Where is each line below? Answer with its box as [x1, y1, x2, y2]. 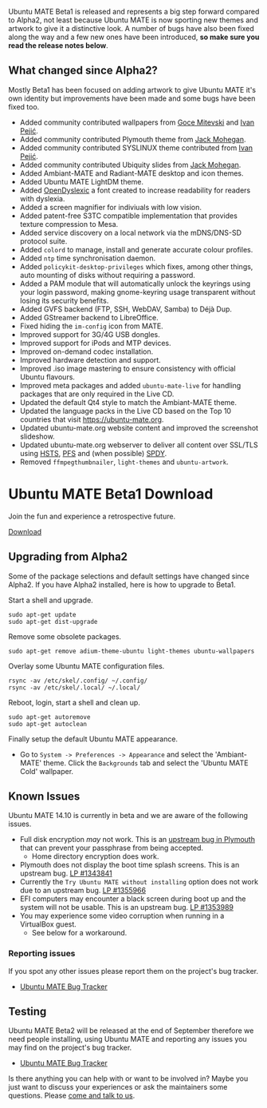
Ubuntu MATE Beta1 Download [8, 485, 214, 502]
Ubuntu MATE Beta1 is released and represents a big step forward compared [8, 7, 260, 16]
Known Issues [8, 789, 80, 803]
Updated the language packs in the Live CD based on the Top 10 [19, 406, 232, 415]
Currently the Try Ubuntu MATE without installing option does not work [19, 877, 259, 887]
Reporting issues [8, 948, 76, 959]
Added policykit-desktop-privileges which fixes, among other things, [19, 261, 253, 271]
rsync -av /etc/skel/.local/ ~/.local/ [8, 683, 141, 692]
